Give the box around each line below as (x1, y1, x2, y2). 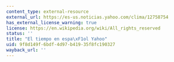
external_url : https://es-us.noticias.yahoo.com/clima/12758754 (6, 14, 169, 20)
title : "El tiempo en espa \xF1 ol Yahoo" (6, 36, 108, 42)
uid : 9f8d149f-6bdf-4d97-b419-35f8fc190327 (6, 42, 116, 48)
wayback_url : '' (6, 47, 46, 53)
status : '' (6, 31, 33, 37)
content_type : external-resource (6, 8, 89, 15)
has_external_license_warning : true (6, 19, 97, 25)
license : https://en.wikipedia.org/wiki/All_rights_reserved (6, 25, 161, 31)
